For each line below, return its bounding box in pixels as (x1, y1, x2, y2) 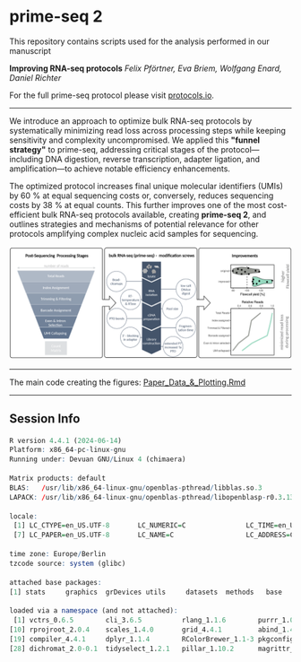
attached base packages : (9, 578, 102, 587)
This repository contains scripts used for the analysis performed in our (9, 36, 271, 47)
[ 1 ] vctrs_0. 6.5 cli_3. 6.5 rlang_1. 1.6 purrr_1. (13, 616, 291, 625)
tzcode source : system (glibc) (9, 559, 126, 568)
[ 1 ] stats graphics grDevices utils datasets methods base (9, 588, 282, 597)
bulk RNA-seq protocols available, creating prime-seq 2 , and (41, 209, 267, 220)
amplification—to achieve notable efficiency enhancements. (9, 163, 231, 174)
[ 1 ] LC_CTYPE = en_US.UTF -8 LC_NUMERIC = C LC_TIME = (13, 521, 279, 530)
